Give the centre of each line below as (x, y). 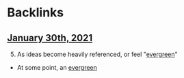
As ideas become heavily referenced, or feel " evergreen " (97, 54)
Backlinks (36, 13)
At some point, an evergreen (57, 67)
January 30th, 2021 (50, 38)
